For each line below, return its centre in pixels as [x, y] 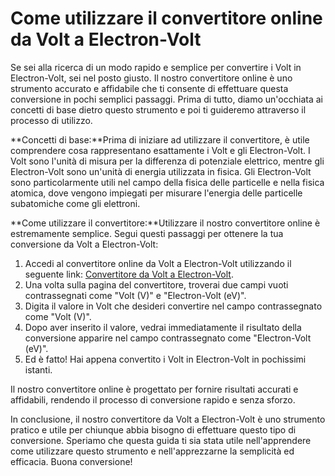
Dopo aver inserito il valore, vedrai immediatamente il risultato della [163, 327]
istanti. [38, 369]
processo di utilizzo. [51, 120]
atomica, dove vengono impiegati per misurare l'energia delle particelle [156, 193]
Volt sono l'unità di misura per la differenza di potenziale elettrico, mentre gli [167, 161]
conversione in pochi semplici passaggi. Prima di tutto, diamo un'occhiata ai [166, 99]
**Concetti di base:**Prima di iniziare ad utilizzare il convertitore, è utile [160, 139]
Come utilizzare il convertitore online [166, 18]
